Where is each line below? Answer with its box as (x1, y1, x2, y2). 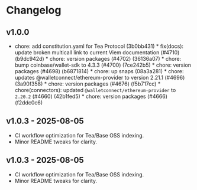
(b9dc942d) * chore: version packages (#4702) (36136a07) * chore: (14, 55, 182, 62)
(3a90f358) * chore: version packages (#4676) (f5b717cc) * (14, 80, 161, 87)
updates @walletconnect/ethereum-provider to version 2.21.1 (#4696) (14, 74, 185, 81)
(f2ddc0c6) (14, 99, 43, 106)
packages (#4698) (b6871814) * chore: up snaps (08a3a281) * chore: (14, 68, 184, 74)
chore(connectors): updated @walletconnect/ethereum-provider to (14, 87, 176, 93)
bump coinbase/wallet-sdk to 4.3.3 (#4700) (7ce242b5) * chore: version (14, 61, 191, 68)
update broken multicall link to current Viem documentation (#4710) (14, 49, 180, 56)
